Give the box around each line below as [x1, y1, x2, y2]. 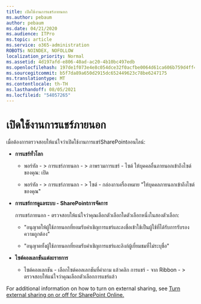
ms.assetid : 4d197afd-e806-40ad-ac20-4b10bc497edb [6, 59, 135, 65]
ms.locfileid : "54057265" [6, 92, 71, 98]
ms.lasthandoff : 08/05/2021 [6, 87, 77, 93]
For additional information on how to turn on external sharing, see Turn [6, 285, 181, 292]
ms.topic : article [6, 37, 52, 42]
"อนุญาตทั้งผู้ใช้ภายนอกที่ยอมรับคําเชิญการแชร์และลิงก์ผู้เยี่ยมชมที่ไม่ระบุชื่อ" [23, 242, 169, 249]
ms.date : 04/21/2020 [6, 25, 58, 32]
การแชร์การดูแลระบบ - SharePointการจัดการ [14, 199, 108, 206]
